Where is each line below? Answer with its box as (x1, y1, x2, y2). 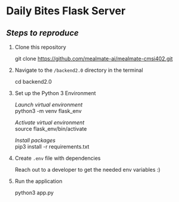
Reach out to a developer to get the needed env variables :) (14, 166, 161, 173)
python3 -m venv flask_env (14, 108, 82, 114)
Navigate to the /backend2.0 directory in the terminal (14, 67, 143, 74)
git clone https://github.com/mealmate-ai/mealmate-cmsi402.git (14, 55, 173, 62)
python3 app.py (14, 189, 54, 196)
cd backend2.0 (14, 78, 52, 85)
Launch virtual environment (14, 101, 83, 108)
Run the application (14, 178, 62, 185)
